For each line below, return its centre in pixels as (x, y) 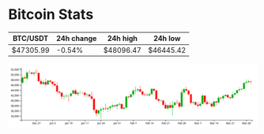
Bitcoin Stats (51, 15)
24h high (123, 39)
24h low (167, 39)
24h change (77, 39)
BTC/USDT (31, 39)
